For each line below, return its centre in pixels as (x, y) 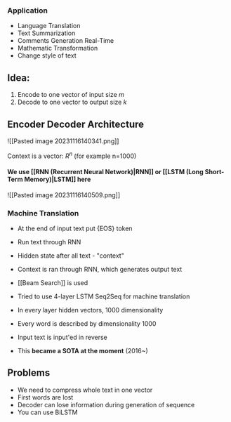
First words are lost (45, 397)
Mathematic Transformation (58, 48)
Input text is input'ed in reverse (62, 337)
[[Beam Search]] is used (53, 283)
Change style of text (47, 55)
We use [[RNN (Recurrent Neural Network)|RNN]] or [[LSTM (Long (105, 172)
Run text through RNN (49, 242)
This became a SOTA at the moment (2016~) (83, 351)
